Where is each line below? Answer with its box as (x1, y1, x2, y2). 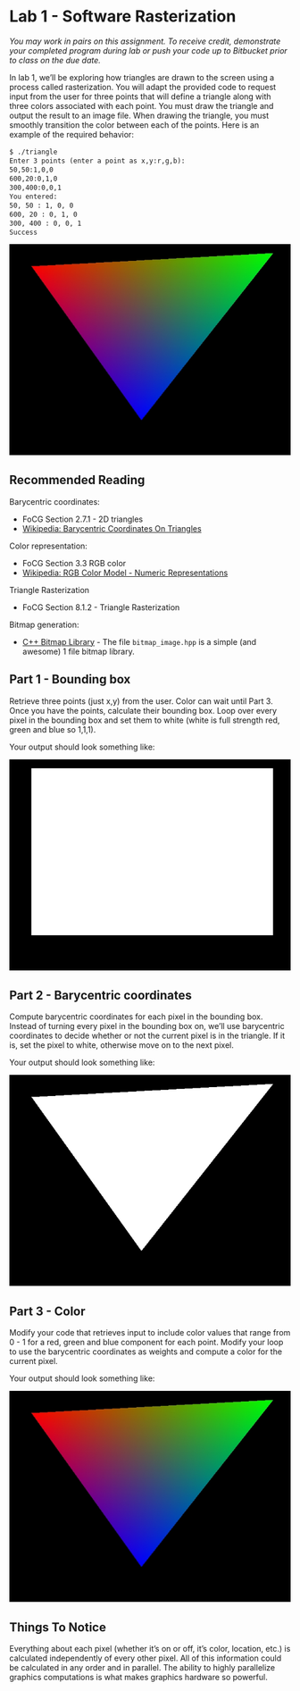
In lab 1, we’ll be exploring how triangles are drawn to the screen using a (9, 71, 275, 82)
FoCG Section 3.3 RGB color (21, 557, 127, 568)
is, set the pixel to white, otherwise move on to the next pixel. (9, 1040, 235, 1051)
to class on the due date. (9, 54, 101, 65)
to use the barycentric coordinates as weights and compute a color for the (9, 1346, 283, 1357)
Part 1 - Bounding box (9, 672, 131, 687)
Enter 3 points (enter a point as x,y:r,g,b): (9, 156, 186, 165)
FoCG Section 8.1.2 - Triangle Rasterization (21, 601, 180, 613)
